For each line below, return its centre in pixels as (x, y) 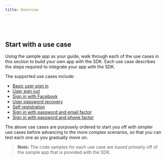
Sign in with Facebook (35, 96)
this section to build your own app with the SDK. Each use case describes (80, 62)
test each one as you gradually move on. (47, 138)
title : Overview (22, 10)
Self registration (29, 107)
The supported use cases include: (40, 77)
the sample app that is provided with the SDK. (64, 152)
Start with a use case (38, 45)
